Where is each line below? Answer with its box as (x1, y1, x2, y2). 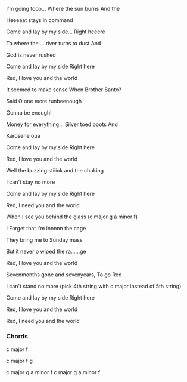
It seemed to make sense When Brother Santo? (6, 86, 122, 93)
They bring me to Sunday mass (6, 236, 83, 244)
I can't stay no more (6, 178, 55, 186)
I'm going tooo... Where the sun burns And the (6, 5, 120, 12)
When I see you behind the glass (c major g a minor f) (6, 213, 138, 220)
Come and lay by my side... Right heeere (6, 28, 105, 35)
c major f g (6, 358, 33, 365)
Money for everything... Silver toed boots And (6, 121, 118, 128)
